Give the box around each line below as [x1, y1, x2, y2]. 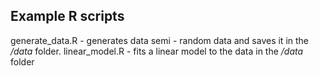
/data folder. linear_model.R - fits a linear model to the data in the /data [10, 45, 304, 57]
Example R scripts [10, 8, 125, 25]
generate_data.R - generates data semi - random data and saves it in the [10, 34, 310, 46]
